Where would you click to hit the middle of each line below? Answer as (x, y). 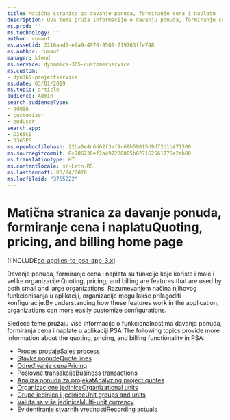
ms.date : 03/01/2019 (37, 83)
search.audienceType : (38, 103)
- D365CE (20, 134)
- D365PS (20, 141)
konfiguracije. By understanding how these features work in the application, (113, 303)
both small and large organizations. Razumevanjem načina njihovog (102, 289)
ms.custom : (23, 70)
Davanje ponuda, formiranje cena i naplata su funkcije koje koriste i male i (111, 274)
